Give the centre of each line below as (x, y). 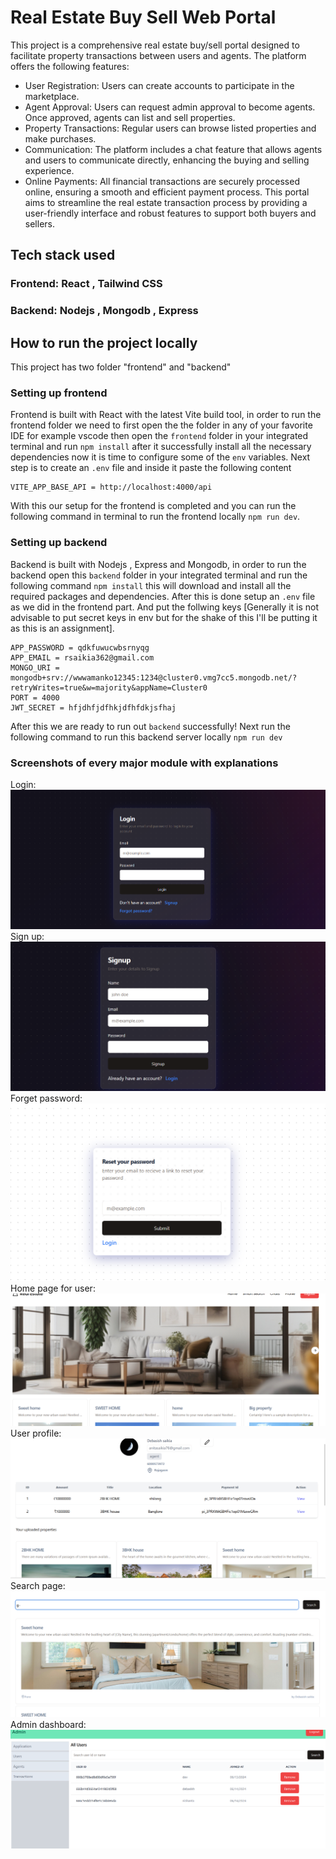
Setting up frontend (59, 393)
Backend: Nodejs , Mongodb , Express (104, 311)
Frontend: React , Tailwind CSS (86, 284)
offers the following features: (70, 66)
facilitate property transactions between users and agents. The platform (158, 55)
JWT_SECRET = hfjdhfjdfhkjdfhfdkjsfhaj (93, 707)
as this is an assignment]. (62, 628)
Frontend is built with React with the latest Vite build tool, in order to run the (166, 415)
